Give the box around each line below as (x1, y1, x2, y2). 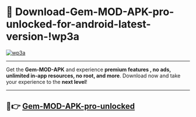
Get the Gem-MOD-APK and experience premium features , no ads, (6, 66, 171, 73)
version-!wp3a (6, 30, 80, 43)
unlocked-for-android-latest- (6, 17, 151, 31)
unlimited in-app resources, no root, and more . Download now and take (6, 72, 181, 79)
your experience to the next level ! (6, 78, 87, 85)
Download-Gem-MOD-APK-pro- (15, 5, 174, 19)
